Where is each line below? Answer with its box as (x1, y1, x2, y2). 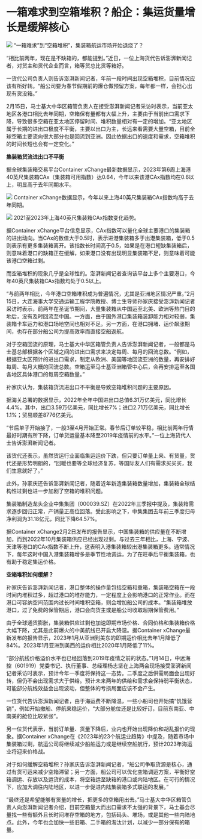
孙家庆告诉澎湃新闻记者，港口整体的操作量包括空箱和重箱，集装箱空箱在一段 (6, 584, 195, 591)
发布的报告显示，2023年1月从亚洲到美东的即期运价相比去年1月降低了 (11, 634, 181, 641)
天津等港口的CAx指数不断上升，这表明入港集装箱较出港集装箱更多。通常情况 (6, 543, 195, 550)
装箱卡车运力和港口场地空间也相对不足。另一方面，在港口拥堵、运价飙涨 (6, 320, 185, 327)
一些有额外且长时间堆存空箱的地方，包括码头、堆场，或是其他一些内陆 (16, 811, 190, 818)
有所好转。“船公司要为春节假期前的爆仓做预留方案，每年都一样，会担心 (11, 82, 188, 89)
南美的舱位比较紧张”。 (6, 712, 62, 720)
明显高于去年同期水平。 (16, 181, 75, 188)
